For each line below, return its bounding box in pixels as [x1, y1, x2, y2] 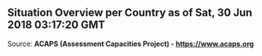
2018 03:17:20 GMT [7, 19, 106, 32]
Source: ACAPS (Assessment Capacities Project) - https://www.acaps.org [7, 39, 254, 48]
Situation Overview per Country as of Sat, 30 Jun [7, 6, 253, 19]
